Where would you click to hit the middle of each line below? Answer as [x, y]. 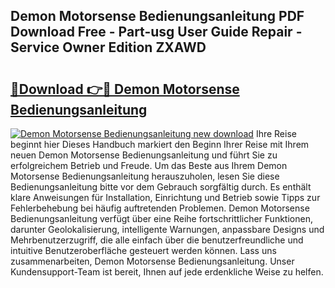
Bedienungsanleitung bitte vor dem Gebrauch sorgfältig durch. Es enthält [161, 187]
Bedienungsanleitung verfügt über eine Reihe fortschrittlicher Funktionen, [161, 218]
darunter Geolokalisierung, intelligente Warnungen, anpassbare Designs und [167, 229]
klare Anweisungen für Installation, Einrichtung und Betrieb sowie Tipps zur [165, 197]
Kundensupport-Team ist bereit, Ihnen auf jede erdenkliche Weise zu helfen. [167, 272]
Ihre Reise [276, 133]
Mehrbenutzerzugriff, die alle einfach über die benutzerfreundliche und [157, 240]
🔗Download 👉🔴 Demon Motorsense [125, 89]
